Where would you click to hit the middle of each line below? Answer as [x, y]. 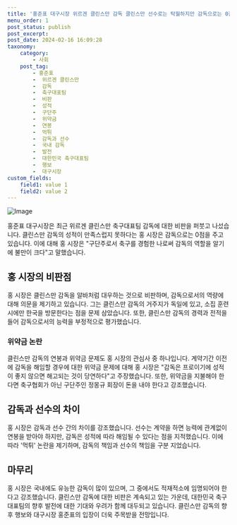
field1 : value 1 [44, 184]
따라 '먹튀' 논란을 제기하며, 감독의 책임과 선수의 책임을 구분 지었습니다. [104, 445]
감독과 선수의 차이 [44, 409]
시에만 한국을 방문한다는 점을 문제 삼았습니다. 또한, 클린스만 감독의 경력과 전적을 [117, 313]
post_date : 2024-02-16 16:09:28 [55, 40]
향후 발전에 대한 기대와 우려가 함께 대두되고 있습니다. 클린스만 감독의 [126, 505]
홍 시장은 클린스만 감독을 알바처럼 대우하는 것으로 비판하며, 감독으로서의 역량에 [116, 295]
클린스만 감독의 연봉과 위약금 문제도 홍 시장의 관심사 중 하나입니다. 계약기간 [111, 358]
